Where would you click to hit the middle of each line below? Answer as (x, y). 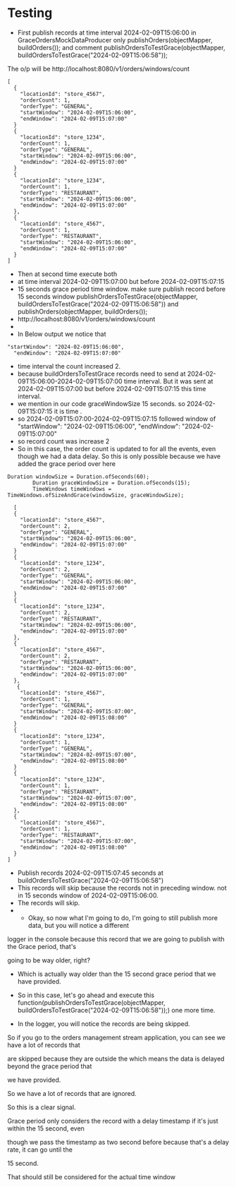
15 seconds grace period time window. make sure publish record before (122, 289)
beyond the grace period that (50, 1066)
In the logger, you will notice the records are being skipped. (104, 1024)
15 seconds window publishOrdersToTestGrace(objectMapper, (108, 296)
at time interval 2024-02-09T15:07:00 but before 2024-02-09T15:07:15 (121, 281)
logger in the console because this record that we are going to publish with (116, 939)
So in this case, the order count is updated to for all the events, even (117, 448)
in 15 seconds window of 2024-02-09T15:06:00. (88, 895)
